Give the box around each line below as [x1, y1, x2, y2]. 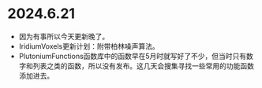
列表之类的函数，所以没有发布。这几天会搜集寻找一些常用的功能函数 [32, 60, 254, 71]
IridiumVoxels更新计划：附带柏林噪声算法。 [18, 41, 159, 51]
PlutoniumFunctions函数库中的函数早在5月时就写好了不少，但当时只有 [18, 51, 247, 60]
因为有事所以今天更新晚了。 [18, 31, 110, 41]
